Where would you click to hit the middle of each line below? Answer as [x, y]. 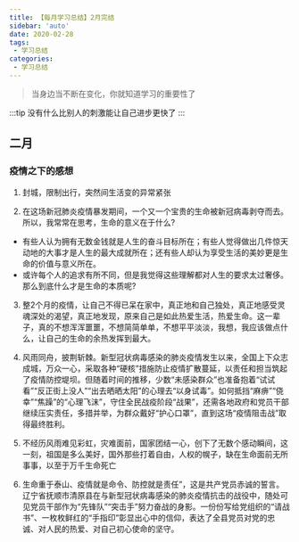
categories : [31, 59]
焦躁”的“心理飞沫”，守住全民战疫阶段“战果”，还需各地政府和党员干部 [163, 401]
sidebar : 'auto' [39, 26]
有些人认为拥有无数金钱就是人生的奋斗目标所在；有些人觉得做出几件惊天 [155, 241]
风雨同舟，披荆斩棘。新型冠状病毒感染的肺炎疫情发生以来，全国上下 [147, 357]
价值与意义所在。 [69, 263]
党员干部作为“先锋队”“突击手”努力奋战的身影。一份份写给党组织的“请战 [160, 506]
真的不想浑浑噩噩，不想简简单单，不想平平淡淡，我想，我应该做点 [159, 327]
